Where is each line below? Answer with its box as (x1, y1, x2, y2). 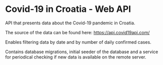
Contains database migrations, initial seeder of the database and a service (5, 49, 158, 55)
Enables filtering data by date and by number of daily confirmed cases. (5, 39, 151, 45)
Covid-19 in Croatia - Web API (5, 3, 131, 15)
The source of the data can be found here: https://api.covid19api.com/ (5, 29, 150, 35)
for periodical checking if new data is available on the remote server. (5, 54, 146, 60)
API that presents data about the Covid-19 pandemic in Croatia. (5, 20, 135, 26)
